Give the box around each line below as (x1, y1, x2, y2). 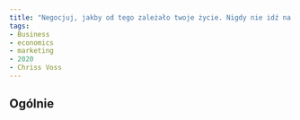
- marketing (9, 47, 54, 56)
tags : (9, 21, 30, 30)
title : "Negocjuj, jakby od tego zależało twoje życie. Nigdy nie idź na (9, 13, 292, 22)
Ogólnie (9, 96, 55, 112)
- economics (9, 38, 54, 47)
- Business (9, 30, 50, 39)
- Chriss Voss (9, 64, 63, 73)
